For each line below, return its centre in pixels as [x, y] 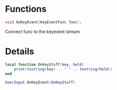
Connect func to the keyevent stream [42, 31]
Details [20, 51]
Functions [26, 9]
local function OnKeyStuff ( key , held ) [45, 64]
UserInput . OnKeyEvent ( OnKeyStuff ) [40, 83]
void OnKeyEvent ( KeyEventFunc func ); [44, 22]
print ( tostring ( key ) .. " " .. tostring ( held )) [63, 69]
